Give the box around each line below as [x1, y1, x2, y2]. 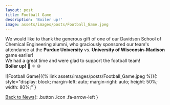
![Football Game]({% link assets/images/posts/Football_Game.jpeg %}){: [5, 73, 158, 79]
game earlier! [5, 52, 33, 58]
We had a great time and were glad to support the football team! [5, 57, 141, 64]
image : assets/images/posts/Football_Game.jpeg [5, 22, 109, 27]
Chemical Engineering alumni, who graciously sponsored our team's [5, 41, 150, 48]
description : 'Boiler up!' [5, 17, 63, 22]
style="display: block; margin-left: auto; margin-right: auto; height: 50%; [5, 79, 158, 85]
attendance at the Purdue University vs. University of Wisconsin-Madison [5, 47, 165, 53]
